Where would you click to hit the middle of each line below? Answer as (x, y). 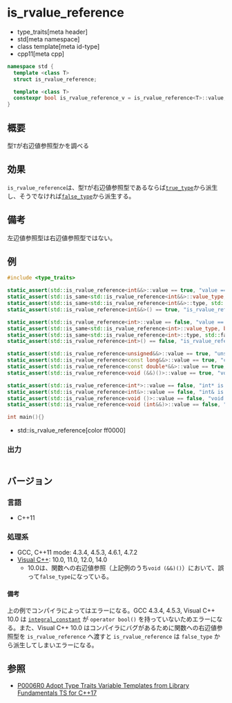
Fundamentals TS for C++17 (57, 693)
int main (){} (26, 417)
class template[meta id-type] (58, 46)
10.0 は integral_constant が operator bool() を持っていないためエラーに (112, 619)
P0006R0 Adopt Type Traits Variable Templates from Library (103, 686)
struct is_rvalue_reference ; (55, 79)
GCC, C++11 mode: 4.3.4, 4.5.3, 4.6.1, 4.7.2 (77, 553)
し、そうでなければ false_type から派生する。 (71, 196)
